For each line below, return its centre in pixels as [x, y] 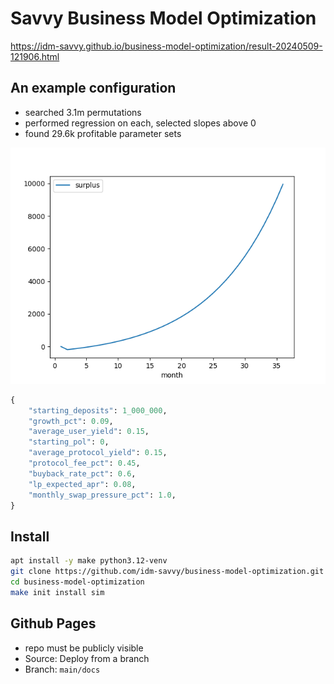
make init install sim [57, 592]
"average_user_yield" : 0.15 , [89, 432]
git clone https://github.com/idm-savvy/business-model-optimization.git [167, 572]
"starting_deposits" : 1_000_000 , [98, 410]
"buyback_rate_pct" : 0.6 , [82, 473]
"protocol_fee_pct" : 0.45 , [84, 463]
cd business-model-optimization [77, 582]
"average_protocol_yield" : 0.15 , [98, 453]
